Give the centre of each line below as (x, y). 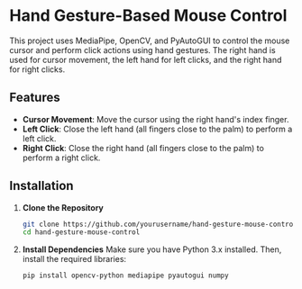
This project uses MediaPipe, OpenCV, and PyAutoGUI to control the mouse (150, 41)
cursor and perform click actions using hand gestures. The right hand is (143, 50)
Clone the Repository (63, 207)
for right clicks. (37, 69)
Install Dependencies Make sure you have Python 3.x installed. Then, (152, 249)
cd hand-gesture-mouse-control (81, 232)
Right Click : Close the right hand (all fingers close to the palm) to (143, 148)
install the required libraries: (74, 259)
